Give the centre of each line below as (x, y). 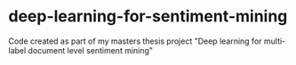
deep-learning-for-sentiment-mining (148, 16)
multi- (275, 41)
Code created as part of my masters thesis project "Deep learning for (136, 41)
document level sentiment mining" (90, 50)
